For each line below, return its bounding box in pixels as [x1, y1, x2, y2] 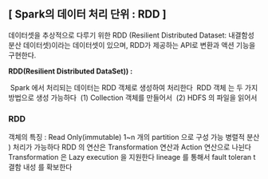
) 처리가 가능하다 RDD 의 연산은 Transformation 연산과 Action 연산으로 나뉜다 [8, 142, 251, 152]
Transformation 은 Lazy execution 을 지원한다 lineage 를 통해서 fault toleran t [8, 153, 256, 162]
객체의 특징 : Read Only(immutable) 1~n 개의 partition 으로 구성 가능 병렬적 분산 [8, 133, 260, 142]
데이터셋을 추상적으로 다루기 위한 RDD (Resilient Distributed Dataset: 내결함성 [8, 30, 255, 40]
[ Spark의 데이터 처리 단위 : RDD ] [8, 7, 167, 22]
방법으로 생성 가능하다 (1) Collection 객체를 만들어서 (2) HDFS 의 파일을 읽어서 [8, 93, 258, 102]
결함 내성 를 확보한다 [8, 162, 73, 172]
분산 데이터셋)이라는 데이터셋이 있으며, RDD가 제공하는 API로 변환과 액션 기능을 [8, 40, 256, 50]
